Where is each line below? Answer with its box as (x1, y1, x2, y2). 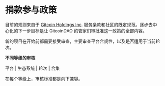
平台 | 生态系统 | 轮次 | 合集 (5, 65, 60, 71)
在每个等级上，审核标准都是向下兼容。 (5, 76, 82, 82)
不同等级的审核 (5, 55, 35, 60)
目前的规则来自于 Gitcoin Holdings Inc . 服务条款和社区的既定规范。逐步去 (5, 22, 153, 28)
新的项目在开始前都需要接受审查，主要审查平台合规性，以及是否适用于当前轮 (5, 38, 160, 44)
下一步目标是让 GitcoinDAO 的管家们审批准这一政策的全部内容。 (18, 28, 147, 33)
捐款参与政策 (5, 4, 57, 16)
